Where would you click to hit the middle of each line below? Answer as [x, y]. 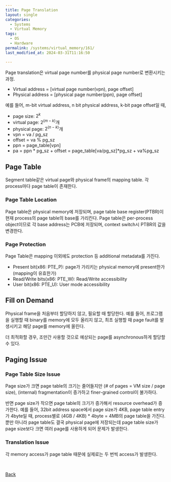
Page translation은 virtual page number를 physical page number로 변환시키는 [86, 73]
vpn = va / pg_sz [30, 135]
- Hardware [21, 43]
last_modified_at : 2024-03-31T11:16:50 [48, 53]
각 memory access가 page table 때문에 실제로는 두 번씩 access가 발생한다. [81, 454]
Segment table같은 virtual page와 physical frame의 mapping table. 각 [77, 180]
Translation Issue [27, 442]
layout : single [21, 15]
